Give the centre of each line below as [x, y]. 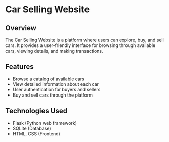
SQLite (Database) [32, 128]
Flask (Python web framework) [45, 123]
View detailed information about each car [56, 84]
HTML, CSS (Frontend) [36, 134]
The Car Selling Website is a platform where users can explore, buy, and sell [85, 40]
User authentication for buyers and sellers [56, 89]
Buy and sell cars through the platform [52, 95]
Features [19, 67]
